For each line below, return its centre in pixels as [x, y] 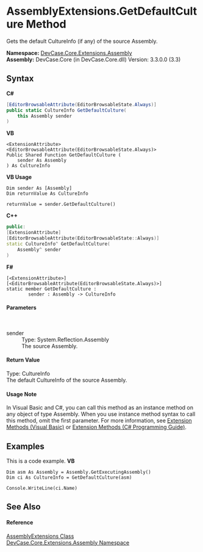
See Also [23, 507]
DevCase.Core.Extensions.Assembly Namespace [68, 542]
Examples [25, 446]
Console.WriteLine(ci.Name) [42, 488]
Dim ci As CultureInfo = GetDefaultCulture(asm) [69, 478]
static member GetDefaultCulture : [52, 289]
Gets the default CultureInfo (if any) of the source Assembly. [82, 41]
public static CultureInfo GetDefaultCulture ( [66, 110]
